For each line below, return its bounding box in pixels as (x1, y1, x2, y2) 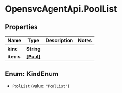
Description (45, 37, 73, 44)
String (26, 45, 41, 52)
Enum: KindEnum (5, 70, 59, 78)
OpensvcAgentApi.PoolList (5, 3, 117, 15)
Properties (5, 23, 38, 31)
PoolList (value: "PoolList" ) (12, 83, 70, 89)
